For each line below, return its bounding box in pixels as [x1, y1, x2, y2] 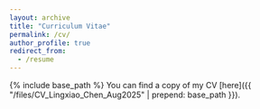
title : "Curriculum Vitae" [9, 22, 111, 31]
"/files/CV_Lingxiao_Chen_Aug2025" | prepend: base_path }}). [9, 89, 241, 100]
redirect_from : [9, 47, 67, 56]
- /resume [17, 55, 54, 64]
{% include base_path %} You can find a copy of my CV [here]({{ [9, 80, 252, 90]
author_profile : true [9, 38, 91, 48]
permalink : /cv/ [9, 30, 70, 39]
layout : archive [9, 13, 70, 23]
